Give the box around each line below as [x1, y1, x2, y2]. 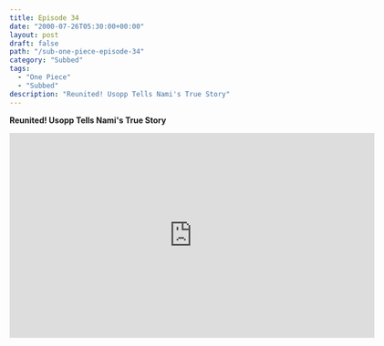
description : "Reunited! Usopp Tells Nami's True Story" [9, 89, 231, 98]
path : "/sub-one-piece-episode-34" [9, 47, 145, 56]
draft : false [9, 38, 59, 48]
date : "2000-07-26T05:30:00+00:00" [9, 22, 145, 31]
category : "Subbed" [9, 56, 84, 65]
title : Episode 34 [9, 13, 79, 23]
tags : [9, 65, 30, 74]
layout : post [9, 30, 59, 39]
